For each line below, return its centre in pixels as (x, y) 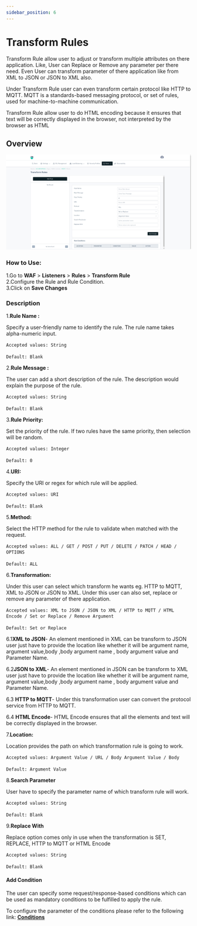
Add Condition (24, 879)
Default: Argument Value (36, 769)
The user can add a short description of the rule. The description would (92, 379)
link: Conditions (26, 917)
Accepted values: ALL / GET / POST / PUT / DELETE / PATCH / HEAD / (91, 547)
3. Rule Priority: (25, 420)
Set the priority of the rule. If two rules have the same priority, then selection (98, 431)
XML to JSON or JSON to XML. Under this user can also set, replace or (92, 593)
